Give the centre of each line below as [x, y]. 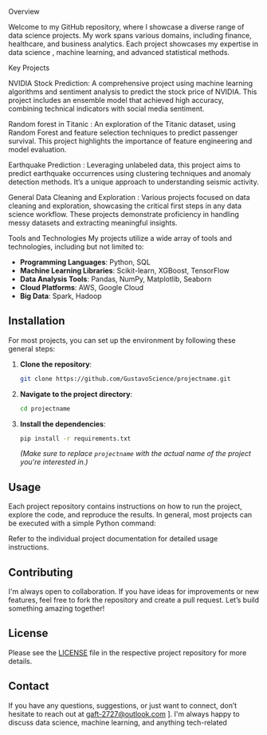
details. [20, 661]
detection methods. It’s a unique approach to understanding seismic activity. [133, 182]
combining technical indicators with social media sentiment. [106, 108]
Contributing [41, 572]
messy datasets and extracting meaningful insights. [93, 223]
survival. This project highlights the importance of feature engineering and [130, 141]
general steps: [32, 348]
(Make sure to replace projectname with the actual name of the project [135, 454]
